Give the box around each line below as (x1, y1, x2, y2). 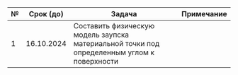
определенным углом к (73, 47, 154, 57)
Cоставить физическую (73, 21, 155, 30)
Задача (110, 9, 137, 18)
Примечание (181, 9, 227, 18)
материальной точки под (73, 39, 160, 48)
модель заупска (73, 30, 130, 40)
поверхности (73, 57, 119, 66)
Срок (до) (28, 9, 64, 18)
